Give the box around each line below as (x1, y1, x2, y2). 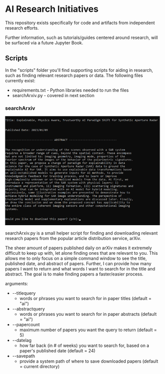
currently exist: (5, 77, 35, 83)
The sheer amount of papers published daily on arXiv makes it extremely (5, 245, 152, 251)
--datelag (12, 338, 32, 343)
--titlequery (12, 290, 36, 296)
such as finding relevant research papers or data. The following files (5, 72, 143, 78)
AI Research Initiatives (5, 3, 99, 15)
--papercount (12, 322, 40, 328)
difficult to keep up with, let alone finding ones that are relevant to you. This (5, 250, 158, 256)
